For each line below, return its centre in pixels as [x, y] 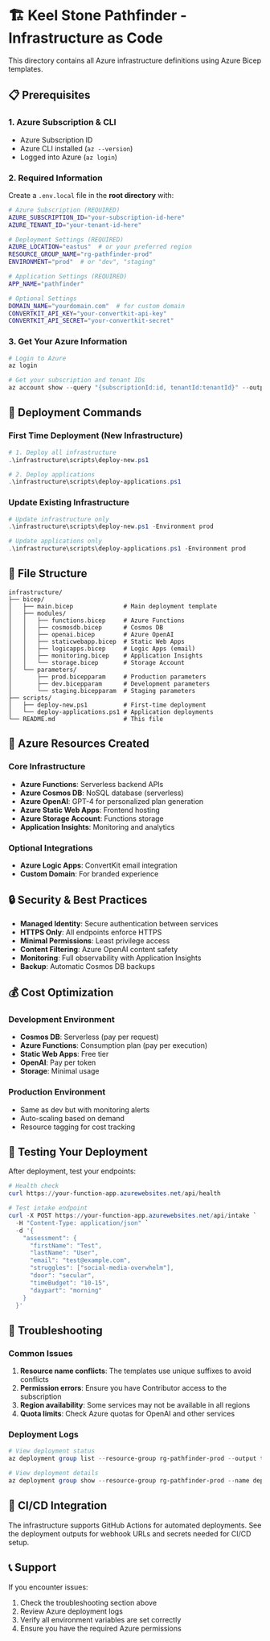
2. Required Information [55, 178]
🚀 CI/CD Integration [58, 1506]
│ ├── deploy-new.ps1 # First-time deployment [107, 705]
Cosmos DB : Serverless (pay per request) [89, 1037]
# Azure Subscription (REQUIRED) [64, 210]
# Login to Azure [37, 358]
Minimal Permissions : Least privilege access [95, 940]
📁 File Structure [48, 573]
